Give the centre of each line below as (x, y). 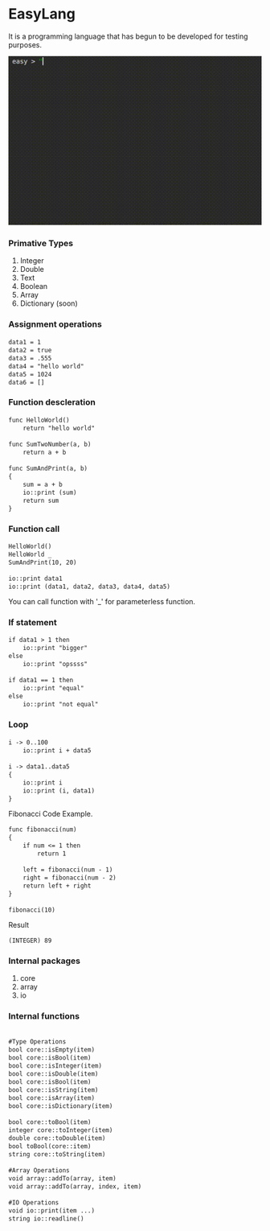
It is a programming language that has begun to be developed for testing (128, 36)
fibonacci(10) (32, 910)
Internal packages (44, 961)
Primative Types (41, 243)
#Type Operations (37, 1042)
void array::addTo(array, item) (62, 1179)
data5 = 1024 (30, 374)
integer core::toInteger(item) (61, 1130)
